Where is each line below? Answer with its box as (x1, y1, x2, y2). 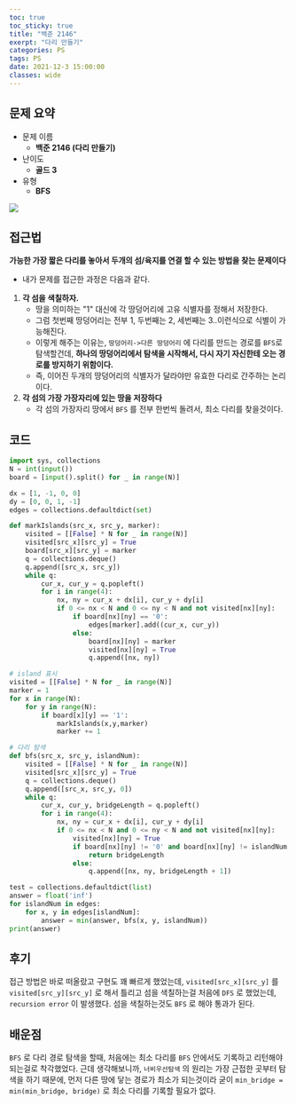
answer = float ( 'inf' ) (9, 891, 93, 901)
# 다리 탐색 (9, 743, 46, 753)
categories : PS (9, 46, 66, 55)
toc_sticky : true (9, 21, 74, 30)
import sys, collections (9, 456, 101, 466)
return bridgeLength (88, 850, 165, 859)
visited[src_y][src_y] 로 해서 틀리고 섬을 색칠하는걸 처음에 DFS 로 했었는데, (9, 987, 277, 998)
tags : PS (9, 54, 42, 63)
